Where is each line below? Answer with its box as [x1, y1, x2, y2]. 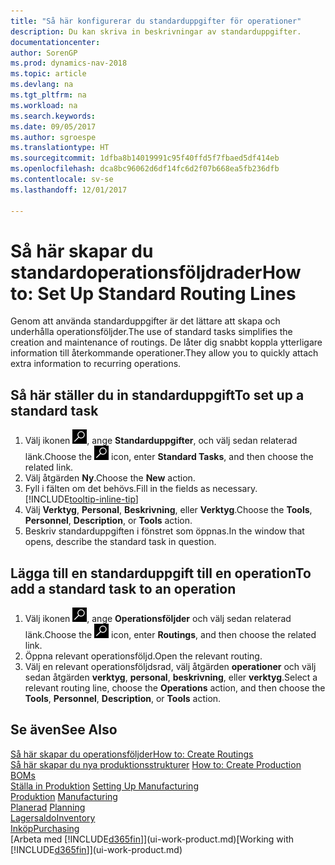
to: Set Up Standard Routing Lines [10, 282, 297, 305]
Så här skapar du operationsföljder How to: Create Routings [10, 748, 254, 760]
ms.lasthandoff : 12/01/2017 [10, 185, 128, 195]
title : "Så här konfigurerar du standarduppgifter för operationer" [10, 16, 302, 26]
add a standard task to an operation [10, 580, 237, 597]
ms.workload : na [10, 100, 78, 110]
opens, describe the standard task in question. [24, 536, 217, 548]
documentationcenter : [10, 37, 101, 47]
